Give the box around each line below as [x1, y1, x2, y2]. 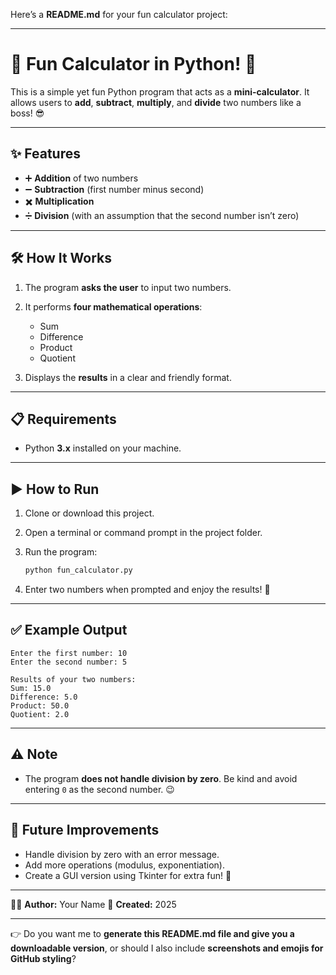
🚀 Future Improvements [10, 822, 160, 839]
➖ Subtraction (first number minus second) [24, 183, 205, 195]
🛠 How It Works [10, 250, 113, 267]
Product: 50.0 [10, 700, 70, 711]
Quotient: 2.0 [10, 709, 70, 719]
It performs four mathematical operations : [24, 300, 203, 313]
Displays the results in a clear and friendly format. [24, 371, 232, 383]
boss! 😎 [10, 107, 45, 119]
